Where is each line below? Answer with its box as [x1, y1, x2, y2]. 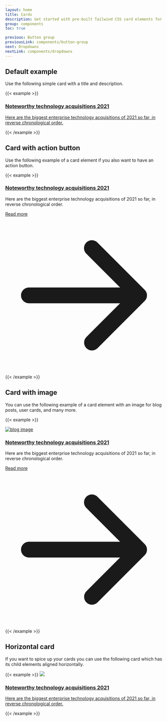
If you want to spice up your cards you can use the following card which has [5, 656, 162, 662]
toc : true [5, 26, 26, 31]
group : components [5, 21, 43, 27]
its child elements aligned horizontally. [5, 661, 84, 667]
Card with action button [5, 144, 80, 153]
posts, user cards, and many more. [5, 407, 77, 413]
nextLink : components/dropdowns [5, 49, 72, 54]
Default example [5, 68, 57, 76]
